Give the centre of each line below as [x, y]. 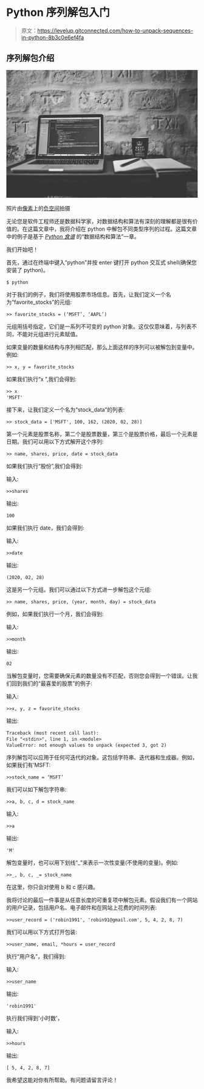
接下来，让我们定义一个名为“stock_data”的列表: [66, 410]
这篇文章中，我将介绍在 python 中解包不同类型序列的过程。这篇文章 [112, 229]
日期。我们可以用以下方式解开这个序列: [55, 442]
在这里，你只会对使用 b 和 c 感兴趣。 [53, 887]
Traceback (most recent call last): [53, 733]
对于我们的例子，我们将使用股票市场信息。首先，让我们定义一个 [86, 295]
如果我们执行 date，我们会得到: [46, 528]
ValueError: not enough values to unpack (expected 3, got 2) [87, 746]
